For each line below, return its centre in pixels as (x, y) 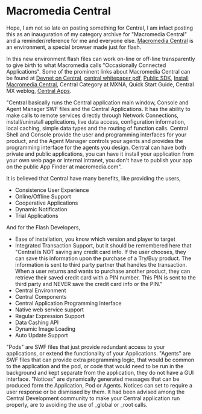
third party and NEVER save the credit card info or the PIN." (89, 284)
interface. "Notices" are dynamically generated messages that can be (93, 379)
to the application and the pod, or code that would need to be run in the (95, 366)
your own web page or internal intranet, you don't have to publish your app (99, 160)
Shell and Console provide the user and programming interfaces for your (96, 135)
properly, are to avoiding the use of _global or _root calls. (77, 404)
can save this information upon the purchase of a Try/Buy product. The (103, 258)
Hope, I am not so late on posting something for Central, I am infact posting (99, 28)
